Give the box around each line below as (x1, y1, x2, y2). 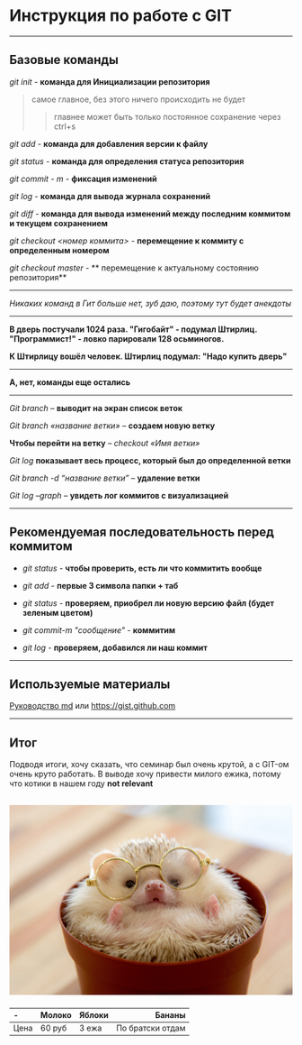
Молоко (40, 1010, 72, 1021)
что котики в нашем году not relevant (9, 778, 154, 789)
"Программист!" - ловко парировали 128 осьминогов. (9, 333, 225, 344)
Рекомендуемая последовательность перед (9, 525, 274, 540)
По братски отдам (116, 1022, 186, 1033)
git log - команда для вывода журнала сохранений (9, 190, 211, 201)
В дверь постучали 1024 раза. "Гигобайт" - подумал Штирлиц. (9, 324, 258, 335)
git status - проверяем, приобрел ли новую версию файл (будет (22, 597, 275, 609)
